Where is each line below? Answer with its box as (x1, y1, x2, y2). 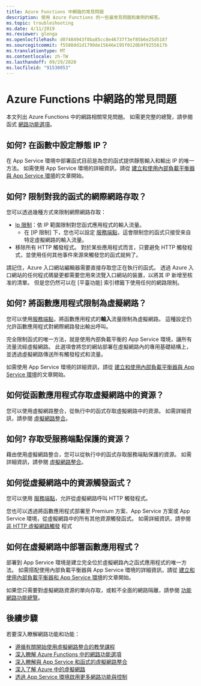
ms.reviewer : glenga (6, 31, 58, 37)
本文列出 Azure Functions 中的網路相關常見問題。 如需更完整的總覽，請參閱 (6, 113, 193, 121)
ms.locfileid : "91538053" (6, 64, 71, 71)
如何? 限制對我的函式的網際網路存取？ (6, 191, 147, 202)
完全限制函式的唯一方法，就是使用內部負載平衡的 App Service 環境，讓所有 (6, 335, 192, 343)
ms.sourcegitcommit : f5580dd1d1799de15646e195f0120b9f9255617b (6, 43, 168, 49)
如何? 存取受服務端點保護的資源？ (6, 433, 131, 444)
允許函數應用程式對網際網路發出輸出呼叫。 (6, 322, 112, 330)
